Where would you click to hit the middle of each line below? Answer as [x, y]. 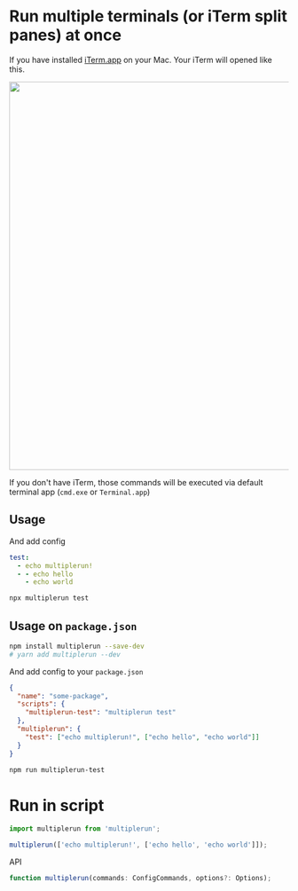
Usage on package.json [73, 626]
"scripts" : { [41, 704]
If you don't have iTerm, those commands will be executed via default [136, 482]
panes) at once [66, 35]
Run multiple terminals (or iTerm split [149, 16]
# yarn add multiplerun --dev [65, 654]
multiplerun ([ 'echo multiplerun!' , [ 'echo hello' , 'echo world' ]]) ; [138, 845]
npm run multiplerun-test [57, 769]
